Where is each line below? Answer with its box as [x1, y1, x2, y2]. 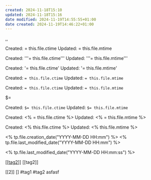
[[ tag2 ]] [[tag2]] [5, 159, 39, 165]
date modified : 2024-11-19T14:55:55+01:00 [5, 17, 96, 22]
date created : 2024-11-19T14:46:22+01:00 [5, 21, 94, 27]
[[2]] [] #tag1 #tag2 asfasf [5, 169, 59, 175]
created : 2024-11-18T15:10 [5, 7, 62, 13]
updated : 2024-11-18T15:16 [5, 12, 62, 17]
